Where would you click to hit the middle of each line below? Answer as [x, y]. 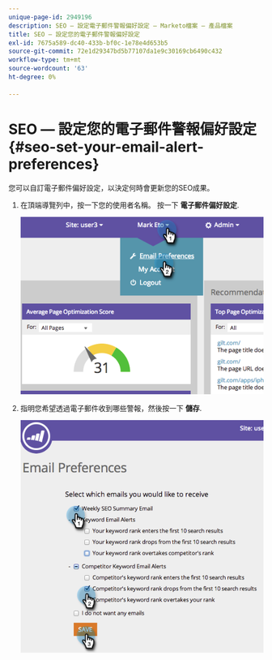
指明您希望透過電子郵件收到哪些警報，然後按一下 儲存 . [111, 408]
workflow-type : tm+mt [45, 60]
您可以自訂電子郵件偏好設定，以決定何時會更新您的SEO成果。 [111, 187]
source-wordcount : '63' [49, 69]
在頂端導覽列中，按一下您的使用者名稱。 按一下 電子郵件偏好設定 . [130, 205]
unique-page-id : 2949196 [50, 17]
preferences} [54, 164]
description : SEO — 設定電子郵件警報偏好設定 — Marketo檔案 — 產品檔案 [121, 26]
